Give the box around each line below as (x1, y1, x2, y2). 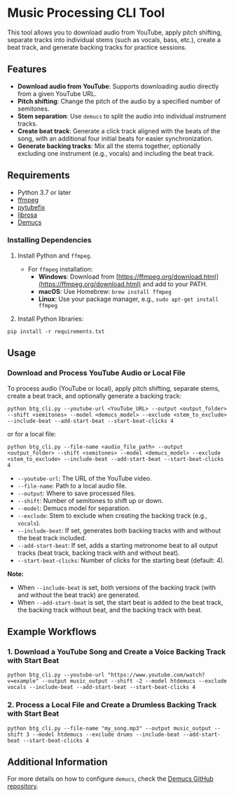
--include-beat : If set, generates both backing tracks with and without (17, 526, 221, 535)
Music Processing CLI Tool (7, 5, 165, 21)
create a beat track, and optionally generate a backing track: (7, 391, 182, 400)
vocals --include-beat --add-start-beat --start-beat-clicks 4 (7, 684, 196, 691)
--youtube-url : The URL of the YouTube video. (17, 474, 152, 482)
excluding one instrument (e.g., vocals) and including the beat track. (17, 149, 215, 157)
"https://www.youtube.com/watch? (107, 671, 205, 678)
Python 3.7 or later (17, 188, 71, 196)
